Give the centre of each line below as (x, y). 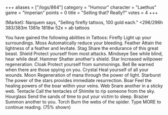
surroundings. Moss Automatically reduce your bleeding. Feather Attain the (83, 43)
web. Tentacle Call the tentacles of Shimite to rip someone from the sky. (80, 91)
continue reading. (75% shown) (38, 107)
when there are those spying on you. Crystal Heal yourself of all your (77, 70)
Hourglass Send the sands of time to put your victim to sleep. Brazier (77, 96)
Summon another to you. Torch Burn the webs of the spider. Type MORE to (83, 102)
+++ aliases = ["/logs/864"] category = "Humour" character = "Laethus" (81, 7)
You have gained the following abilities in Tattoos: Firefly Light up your (78, 38)
